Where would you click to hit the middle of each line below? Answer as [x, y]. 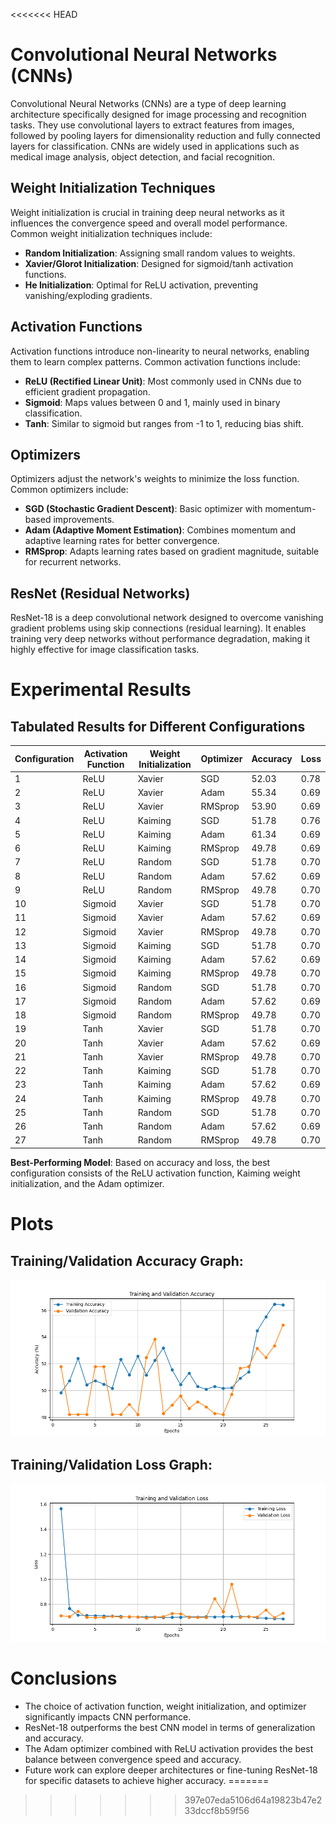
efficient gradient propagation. [87, 391]
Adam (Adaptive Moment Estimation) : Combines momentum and [160, 530]
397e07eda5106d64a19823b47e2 [253, 1800]
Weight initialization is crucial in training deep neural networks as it [147, 212]
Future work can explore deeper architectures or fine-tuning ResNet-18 [171, 1770]
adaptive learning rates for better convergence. [122, 541]
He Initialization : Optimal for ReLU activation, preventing [141, 285]
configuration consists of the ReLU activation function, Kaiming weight [155, 1173]
